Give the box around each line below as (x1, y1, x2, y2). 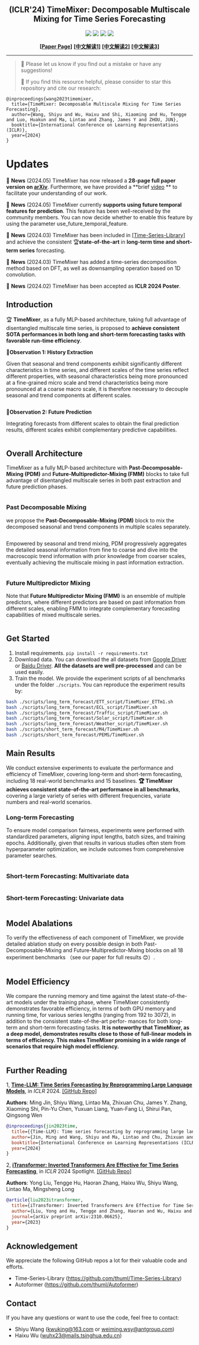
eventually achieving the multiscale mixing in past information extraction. (6, 559, 184, 566)
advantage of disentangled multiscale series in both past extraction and (6, 477, 181, 484)
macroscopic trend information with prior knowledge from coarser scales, (6, 552, 187, 559)
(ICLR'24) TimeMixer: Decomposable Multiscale (8, 5, 191, 15)
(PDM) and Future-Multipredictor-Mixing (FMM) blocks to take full (24, 471, 190, 478)
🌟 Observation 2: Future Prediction (6, 408, 92, 415)
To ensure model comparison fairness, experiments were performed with (6, 827, 185, 834)
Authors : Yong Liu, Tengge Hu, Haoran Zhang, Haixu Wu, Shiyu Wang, (6, 1179, 179, 1186)
